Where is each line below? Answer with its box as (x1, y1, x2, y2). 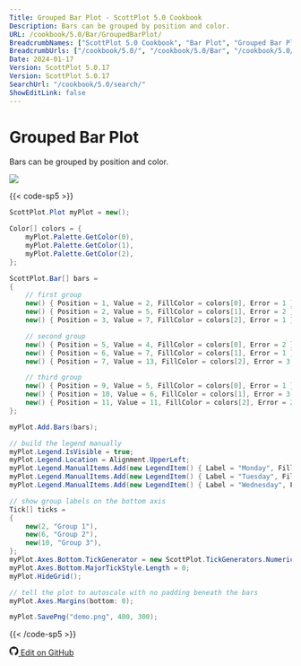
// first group (25, 291, 82, 300)
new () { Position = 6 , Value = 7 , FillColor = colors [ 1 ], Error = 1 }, (25, 348, 298, 357)
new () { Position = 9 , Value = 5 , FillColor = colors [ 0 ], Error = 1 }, (25, 381, 298, 390)
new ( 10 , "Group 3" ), (25, 539, 102, 548)
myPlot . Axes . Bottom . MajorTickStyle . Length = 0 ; (9, 563, 191, 573)
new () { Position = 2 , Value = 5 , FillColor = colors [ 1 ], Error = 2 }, (25, 307, 298, 317)
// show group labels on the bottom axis (9, 496, 167, 505)
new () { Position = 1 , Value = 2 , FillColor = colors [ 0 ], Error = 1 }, (25, 299, 298, 308)
